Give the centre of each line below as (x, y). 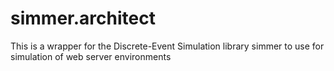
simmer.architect (83, 18)
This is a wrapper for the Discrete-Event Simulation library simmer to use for (167, 46)
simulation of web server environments (91, 56)
